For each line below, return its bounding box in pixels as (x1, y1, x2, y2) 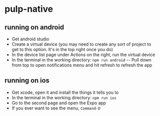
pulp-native (4, 3, 53, 15)
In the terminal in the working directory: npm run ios (11, 94, 117, 100)
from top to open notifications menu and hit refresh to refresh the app (11, 62, 153, 68)
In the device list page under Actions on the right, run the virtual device (11, 52, 155, 58)
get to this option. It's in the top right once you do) (11, 47, 114, 52)
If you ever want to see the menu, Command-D (11, 105, 101, 111)
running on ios (4, 76, 50, 85)
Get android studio (11, 36, 49, 42)
